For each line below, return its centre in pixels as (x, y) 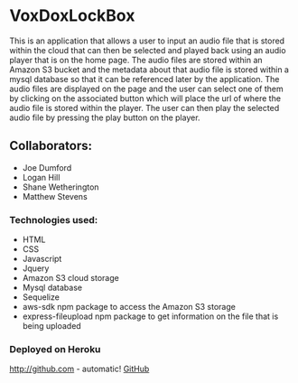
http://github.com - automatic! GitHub (79, 369)
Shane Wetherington (61, 187)
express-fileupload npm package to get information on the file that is (150, 316)
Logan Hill (41, 177)
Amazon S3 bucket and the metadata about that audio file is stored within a (149, 70)
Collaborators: (51, 146)
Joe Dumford (47, 167)
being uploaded (51, 326)
